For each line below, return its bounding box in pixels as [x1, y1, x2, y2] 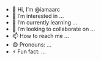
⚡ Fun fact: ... [12, 48, 46, 55]
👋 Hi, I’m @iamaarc [12, 6, 60, 13]
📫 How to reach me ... [12, 32, 69, 39]
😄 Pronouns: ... [12, 41, 52, 48]
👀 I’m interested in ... [12, 12, 64, 20]
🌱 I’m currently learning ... [12, 19, 78, 26]
